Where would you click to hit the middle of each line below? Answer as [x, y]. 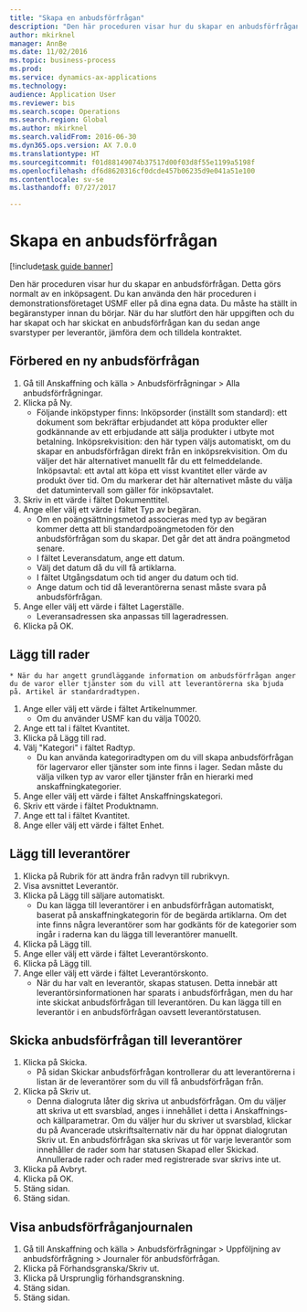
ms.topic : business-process [63, 60]
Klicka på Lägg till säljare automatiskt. [94, 895]
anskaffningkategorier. [79, 786]
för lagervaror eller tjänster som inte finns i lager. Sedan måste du [159, 767]
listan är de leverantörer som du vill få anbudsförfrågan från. [150, 1082]
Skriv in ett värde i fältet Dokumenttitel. [96, 500]
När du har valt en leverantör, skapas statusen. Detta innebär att [157, 982]
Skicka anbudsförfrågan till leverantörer [126, 1040]
